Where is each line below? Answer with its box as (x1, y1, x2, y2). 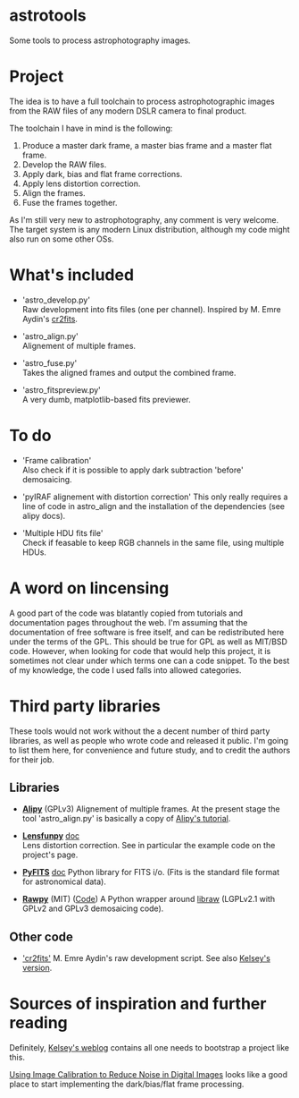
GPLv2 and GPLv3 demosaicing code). (21, 903, 164, 914)
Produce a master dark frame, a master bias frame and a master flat (21, 140, 272, 150)
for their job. (9, 753, 55, 765)
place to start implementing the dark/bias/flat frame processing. (9, 1079, 245, 1090)
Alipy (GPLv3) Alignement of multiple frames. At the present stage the (21, 804, 280, 814)
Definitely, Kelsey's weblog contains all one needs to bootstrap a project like (9, 1043, 290, 1053)
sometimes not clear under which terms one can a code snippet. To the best (9, 655, 290, 666)
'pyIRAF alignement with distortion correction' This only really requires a (21, 491, 288, 502)
